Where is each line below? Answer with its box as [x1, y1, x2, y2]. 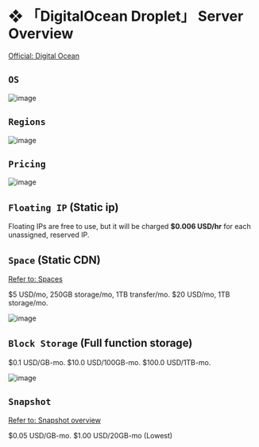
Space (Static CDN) [8, 253, 101, 266]
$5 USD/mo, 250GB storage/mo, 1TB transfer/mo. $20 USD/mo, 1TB [8, 290, 230, 299]
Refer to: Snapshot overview [8, 415, 102, 425]
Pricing [8, 158, 46, 169]
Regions [8, 116, 46, 128]
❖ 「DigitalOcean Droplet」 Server [8, 7, 244, 25]
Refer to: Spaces [8, 274, 64, 283]
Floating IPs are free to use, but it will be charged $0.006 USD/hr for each [8, 222, 252, 231]
